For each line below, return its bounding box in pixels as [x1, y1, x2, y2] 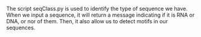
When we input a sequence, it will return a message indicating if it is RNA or [6, 11, 195, 18]
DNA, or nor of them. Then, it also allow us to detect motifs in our [6, 18, 168, 24]
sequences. [6, 24, 36, 31]
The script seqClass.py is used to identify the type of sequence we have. [6, 5, 188, 12]
